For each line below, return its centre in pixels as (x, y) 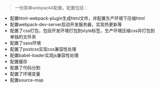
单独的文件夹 (23, 37)
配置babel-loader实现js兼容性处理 (44, 55)
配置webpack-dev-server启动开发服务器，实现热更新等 (66, 24)
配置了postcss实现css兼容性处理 (43, 49)
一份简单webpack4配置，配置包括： (51, 8)
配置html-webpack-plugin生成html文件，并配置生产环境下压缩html (77, 18)
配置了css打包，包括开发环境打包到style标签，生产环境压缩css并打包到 (82, 31)
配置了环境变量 (25, 74)
